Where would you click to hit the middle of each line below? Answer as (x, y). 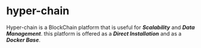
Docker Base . (24, 40)
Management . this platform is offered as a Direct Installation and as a (94, 33)
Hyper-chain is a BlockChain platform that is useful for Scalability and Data (101, 27)
